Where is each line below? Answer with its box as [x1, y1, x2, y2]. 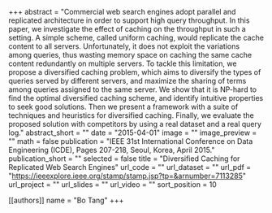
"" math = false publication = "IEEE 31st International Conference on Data [8, 137, 253, 146]
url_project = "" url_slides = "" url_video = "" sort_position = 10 [8, 180, 217, 189]
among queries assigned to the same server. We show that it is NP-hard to [8, 85, 257, 94]
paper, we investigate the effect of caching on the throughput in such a [8, 24, 246, 33]
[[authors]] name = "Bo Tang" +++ [8, 195, 124, 205]
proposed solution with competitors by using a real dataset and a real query [8, 120, 262, 128]
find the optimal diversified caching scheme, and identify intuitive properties [8, 93, 264, 102]
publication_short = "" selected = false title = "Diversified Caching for [8, 154, 240, 163]
